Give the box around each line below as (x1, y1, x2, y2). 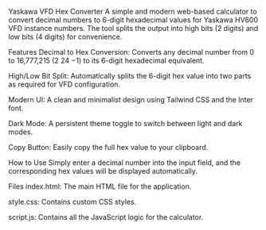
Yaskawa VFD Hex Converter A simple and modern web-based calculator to (8, 7, 257, 16)
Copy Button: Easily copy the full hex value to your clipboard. (8, 143, 209, 151)
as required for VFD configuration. (8, 79, 121, 89)
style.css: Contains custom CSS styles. (8, 197, 137, 206)
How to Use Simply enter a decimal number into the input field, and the (8, 158, 241, 167)
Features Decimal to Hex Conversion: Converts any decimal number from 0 (8, 48, 255, 56)
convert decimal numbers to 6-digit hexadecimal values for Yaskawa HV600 (8, 15, 259, 25)
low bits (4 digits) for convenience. (8, 32, 123, 41)
